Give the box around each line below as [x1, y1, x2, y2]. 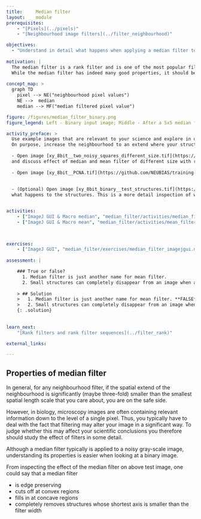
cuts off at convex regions [14, 488, 80, 495]
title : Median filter [6, 8, 71, 15]
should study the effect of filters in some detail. [6, 434, 123, 441]
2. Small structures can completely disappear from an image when [22, 280, 191, 286]
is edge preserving [14, 481, 62, 489]
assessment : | [6, 257, 42, 264]
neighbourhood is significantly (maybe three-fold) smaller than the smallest [6, 391, 192, 398]
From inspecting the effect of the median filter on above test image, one [6, 463, 184, 471]
